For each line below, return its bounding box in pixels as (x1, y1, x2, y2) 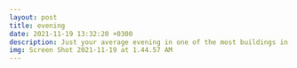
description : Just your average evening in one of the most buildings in (9, 37, 289, 47)
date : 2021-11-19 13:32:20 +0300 (9, 29, 133, 38)
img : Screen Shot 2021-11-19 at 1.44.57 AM (9, 46, 173, 55)
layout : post (9, 12, 58, 22)
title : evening (9, 21, 66, 30)
